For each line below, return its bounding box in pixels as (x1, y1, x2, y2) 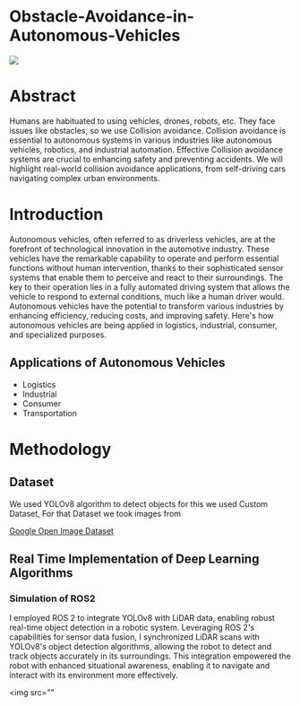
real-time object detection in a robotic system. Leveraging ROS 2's (9, 622, 255, 633)
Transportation (21, 407, 78, 418)
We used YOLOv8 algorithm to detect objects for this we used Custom (9, 498, 269, 509)
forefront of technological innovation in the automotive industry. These (9, 243, 270, 254)
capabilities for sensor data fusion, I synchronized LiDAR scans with (9, 632, 260, 642)
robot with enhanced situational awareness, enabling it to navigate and (9, 660, 270, 671)
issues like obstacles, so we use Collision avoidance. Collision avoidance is (9, 125, 287, 135)
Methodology (9, 439, 112, 459)
